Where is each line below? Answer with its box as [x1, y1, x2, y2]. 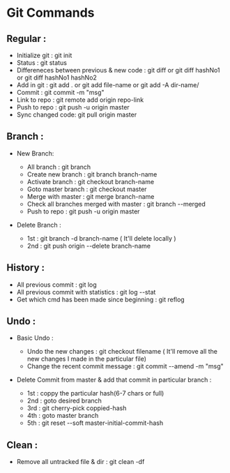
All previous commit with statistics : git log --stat [16, 287, 156, 296]
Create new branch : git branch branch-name [26, 170, 158, 179]
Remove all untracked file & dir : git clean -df [16, 458, 145, 466]
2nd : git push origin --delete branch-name [26, 241, 151, 250]
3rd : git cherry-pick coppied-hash [26, 404, 127, 412]
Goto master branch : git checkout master [26, 185, 147, 193]
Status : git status [16, 59, 68, 67]
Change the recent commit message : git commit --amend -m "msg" [26, 362, 224, 370]
